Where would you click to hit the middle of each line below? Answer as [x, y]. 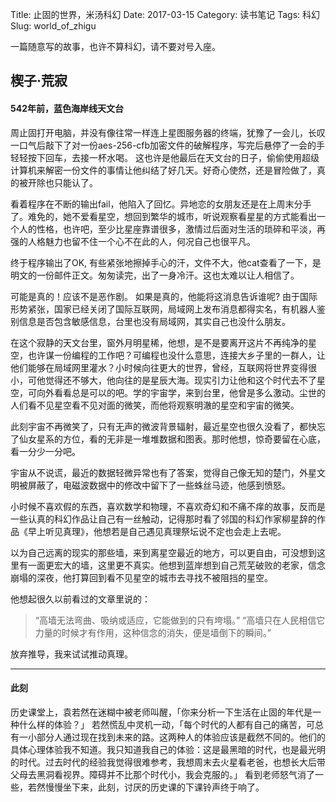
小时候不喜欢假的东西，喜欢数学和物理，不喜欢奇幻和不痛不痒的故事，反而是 [168, 506]
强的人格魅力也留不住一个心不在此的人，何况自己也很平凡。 [133, 241]
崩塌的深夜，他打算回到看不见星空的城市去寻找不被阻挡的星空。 [141, 577]
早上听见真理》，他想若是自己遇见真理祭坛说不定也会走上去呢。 [157, 531]
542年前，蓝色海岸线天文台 [67, 108]
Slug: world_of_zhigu [53, 26]
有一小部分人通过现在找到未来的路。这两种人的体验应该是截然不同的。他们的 [168, 737]
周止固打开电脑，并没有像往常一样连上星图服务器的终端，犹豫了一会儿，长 [163, 132]
